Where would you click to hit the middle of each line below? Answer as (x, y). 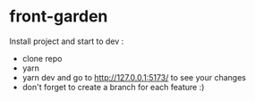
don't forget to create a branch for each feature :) (113, 87)
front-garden (59, 17)
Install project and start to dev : (67, 41)
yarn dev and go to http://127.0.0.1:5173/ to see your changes (134, 77)
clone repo (42, 58)
